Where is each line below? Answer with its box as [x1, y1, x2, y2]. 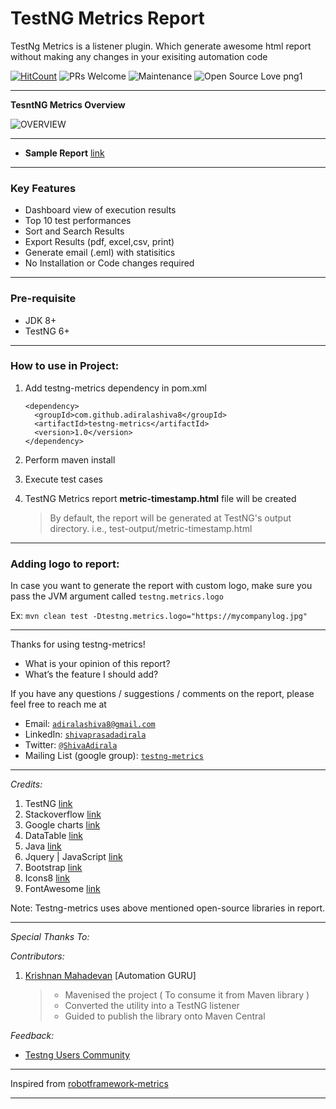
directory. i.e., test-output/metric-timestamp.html [49, 522, 253, 534]
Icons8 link [24, 872, 70, 884]
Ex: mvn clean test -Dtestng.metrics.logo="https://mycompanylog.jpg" [10, 610, 308, 622]
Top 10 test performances [24, 215, 132, 227]
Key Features [10, 181, 77, 195]
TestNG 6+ [24, 325, 70, 337]
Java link [24, 840, 62, 852]
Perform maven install [24, 453, 116, 466]
